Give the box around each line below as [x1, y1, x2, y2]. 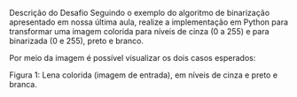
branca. [9, 79, 38, 89]
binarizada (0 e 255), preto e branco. [9, 35, 145, 46]
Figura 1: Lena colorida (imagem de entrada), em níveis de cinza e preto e [9, 70, 277, 80]
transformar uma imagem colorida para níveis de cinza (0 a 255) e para [9, 26, 270, 36]
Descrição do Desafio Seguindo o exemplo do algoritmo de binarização [9, 8, 270, 18]
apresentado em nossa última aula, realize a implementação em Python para [9, 17, 289, 27]
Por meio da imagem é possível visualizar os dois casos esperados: [9, 53, 256, 63]
